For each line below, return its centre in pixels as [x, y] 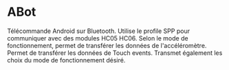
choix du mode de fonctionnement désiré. [66, 60]
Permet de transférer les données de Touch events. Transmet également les [115, 53]
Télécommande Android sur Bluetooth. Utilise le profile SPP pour [99, 31]
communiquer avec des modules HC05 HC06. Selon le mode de [98, 38]
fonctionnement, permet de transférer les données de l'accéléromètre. [107, 45]
